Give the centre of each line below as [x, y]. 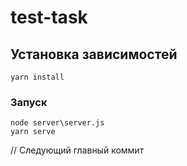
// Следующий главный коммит [77, 150]
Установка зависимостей [94, 54]
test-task [49, 17]
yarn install [37, 77]
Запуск [29, 102]
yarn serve [33, 132]
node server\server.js [57, 123]
